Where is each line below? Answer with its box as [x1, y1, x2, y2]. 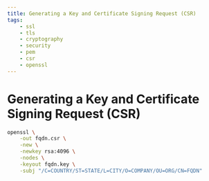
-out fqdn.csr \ [19, 135, 67, 142]
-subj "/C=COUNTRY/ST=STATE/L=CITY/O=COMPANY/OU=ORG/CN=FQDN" [19, 167, 203, 174]
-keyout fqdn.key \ [19, 160, 76, 168]
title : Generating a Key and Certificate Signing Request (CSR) [7, 10, 197, 17]
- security [19, 42, 51, 49]
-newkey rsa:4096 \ [19, 148, 76, 155]
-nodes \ [19, 155, 45, 162]
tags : [7, 17, 23, 23]
